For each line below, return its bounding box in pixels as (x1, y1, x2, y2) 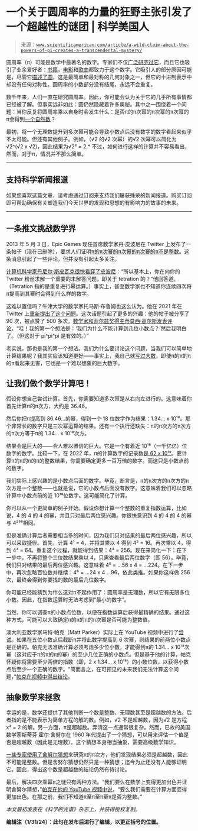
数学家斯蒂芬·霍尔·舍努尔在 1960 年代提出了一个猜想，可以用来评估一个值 (6, 731, 184, 738)
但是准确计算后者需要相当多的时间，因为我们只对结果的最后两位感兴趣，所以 (6, 532, 192, 539)
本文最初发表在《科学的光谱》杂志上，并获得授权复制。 (6, 806, 140, 813)
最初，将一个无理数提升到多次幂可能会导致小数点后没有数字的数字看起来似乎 (6, 128, 192, 135)
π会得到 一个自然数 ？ (6, 115, 56, 122)
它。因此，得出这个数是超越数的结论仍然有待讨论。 (6, 766, 130, 773)
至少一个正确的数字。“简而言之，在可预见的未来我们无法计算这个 (16, 666, 174, 673)
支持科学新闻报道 (6, 175, 68, 185)
